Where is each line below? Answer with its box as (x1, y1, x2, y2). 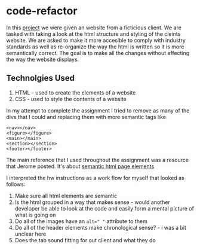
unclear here (14, 230, 47, 237)
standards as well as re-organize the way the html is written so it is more (6, 43, 184, 50)
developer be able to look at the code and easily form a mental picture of (14, 205, 194, 212)
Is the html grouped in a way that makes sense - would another (14, 199, 170, 206)
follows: (6, 181, 26, 188)
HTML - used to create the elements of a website (14, 89, 136, 96)
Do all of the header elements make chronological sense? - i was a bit (14, 224, 187, 231)
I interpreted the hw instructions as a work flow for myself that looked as (6, 174, 184, 181)
